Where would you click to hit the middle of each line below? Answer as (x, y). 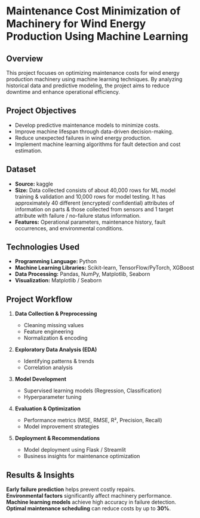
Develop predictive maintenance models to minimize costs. (87, 125)
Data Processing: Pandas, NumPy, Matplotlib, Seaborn (82, 274)
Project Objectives (41, 111)
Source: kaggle (34, 184)
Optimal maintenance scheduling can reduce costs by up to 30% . (89, 508)
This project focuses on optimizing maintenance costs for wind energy (93, 73)
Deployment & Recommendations (57, 438)
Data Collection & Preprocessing (56, 314)
